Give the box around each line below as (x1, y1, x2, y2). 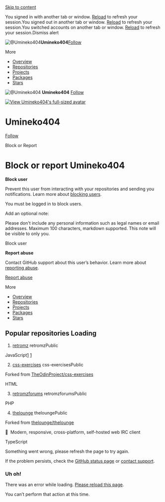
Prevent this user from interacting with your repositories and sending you (5, 186, 155, 192)
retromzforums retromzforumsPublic (12, 390, 87, 397)
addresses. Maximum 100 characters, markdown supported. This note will (5, 225, 156, 231)
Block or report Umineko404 (5, 160, 125, 171)
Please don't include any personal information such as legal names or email (5, 220, 160, 226)
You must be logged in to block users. (5, 201, 83, 207)
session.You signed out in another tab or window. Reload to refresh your (5, 19, 153, 25)
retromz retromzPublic (12, 342, 58, 348)
